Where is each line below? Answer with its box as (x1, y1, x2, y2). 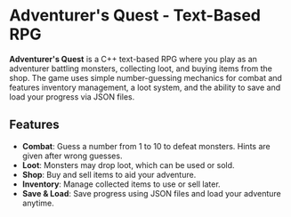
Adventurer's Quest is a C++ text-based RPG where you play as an (9, 53, 258, 64)
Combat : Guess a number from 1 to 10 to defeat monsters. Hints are (21, 141, 271, 151)
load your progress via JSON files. (9, 91, 135, 102)
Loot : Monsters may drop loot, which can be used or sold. (21, 159, 235, 170)
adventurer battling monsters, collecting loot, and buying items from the (9, 63, 273, 74)
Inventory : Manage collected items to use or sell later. (21, 179, 221, 189)
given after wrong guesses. (21, 150, 123, 161)
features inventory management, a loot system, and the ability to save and (9, 82, 281, 92)
